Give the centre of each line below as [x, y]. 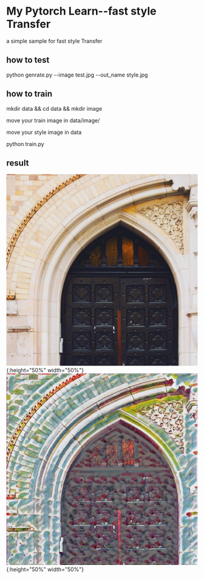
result [18, 163]
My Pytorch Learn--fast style [81, 11]
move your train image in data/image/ [53, 120]
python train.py [25, 144]
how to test [28, 60]
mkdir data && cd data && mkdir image [54, 108]
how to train [29, 94]
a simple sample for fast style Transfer [54, 41]
